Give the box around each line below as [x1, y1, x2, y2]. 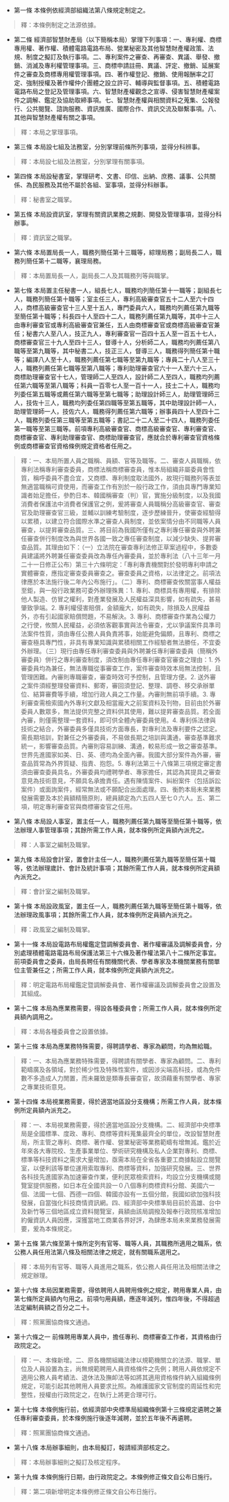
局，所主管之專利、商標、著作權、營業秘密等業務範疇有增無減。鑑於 [20, 1138, 215, 1146]
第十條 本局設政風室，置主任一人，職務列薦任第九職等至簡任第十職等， [13, 902, 216, 910]
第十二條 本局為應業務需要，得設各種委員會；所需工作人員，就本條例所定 [13, 1004, 222, 1012]
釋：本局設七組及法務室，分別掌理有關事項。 [20, 158, 149, 165]
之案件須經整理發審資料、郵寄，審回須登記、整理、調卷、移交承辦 [20, 681, 209, 690]
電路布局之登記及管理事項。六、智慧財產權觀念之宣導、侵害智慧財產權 [13, 87, 214, 95]
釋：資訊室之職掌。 [20, 234, 76, 241]
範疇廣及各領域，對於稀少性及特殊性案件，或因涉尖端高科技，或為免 [20, 1065, 215, 1074]
